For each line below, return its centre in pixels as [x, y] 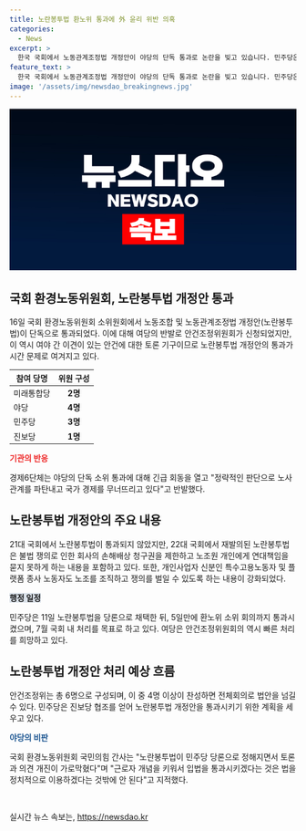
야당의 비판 [29, 737]
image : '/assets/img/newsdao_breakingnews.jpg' [102, 87]
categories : [32, 29]
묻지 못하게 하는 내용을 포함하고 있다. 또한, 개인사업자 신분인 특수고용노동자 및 [148, 566]
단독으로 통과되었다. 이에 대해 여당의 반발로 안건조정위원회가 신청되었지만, [160, 334]
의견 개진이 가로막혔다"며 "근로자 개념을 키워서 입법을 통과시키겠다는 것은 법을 [158, 768]
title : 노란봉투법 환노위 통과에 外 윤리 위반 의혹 [92, 19]
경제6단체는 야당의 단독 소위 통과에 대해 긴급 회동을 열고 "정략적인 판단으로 [143, 478]
